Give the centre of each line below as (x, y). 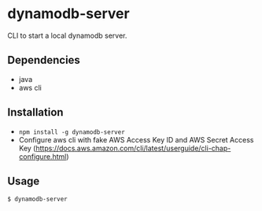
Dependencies (44, 60)
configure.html (42, 156)
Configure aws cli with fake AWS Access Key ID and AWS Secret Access (136, 139)
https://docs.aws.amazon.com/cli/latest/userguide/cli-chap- (133, 148)
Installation (35, 112)
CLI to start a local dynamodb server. (67, 35)
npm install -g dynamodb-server (72, 132)
